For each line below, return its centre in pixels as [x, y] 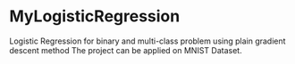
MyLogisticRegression [95, 16]
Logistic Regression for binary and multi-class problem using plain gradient [147, 41]
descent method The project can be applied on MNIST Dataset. [126, 50]
